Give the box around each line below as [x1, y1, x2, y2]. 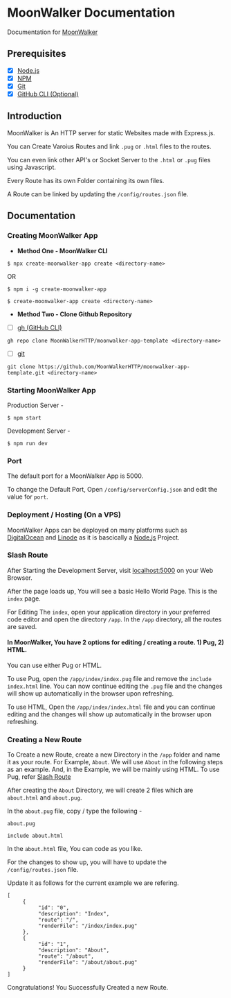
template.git [7, 369, 45, 376]
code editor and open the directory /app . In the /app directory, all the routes [7, 615, 222, 623]
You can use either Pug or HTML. [7, 661, 102, 670]
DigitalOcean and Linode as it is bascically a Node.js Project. [7, 533, 180, 542]
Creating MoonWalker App [7, 231, 98, 241]
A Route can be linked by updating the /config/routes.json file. [7, 189, 189, 198]
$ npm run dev [7, 440, 48, 447]
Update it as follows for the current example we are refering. [7, 879, 179, 887]
